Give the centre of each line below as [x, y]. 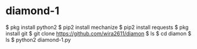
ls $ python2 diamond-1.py [38, 40]
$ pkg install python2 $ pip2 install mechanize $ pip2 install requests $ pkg [97, 27]
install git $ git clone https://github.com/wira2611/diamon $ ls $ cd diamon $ [99, 33]
